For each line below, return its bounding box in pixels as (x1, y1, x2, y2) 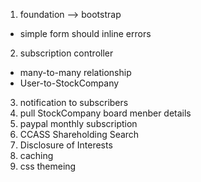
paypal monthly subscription (19, 118, 138, 129)
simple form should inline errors (19, 28, 152, 39)
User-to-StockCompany (19, 77, 120, 89)
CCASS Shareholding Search (19, 129, 140, 140)
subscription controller (19, 47, 114, 59)
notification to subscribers (19, 97, 129, 108)
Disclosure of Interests (19, 139, 113, 151)
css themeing (19, 160, 77, 172)
